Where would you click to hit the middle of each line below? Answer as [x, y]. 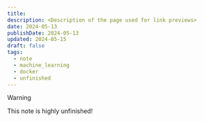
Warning [19, 98]
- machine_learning [42, 65]
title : [17, 14]
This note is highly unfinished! [50, 111]
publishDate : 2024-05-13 [43, 33]
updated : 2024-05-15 [37, 40]
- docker [26, 71]
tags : [15, 53]
